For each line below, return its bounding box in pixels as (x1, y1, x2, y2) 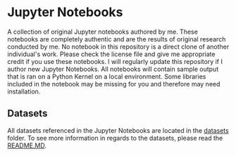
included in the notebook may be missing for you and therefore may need (7, 79, 221, 88)
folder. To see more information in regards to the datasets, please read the (7, 134, 223, 142)
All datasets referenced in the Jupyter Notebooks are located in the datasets (7, 126, 229, 134)
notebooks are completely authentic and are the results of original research (7, 34, 226, 43)
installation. (7, 87, 41, 96)
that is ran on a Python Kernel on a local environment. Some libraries (7, 72, 206, 81)
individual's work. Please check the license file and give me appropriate (7, 50, 216, 58)
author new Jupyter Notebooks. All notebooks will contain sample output (7, 65, 219, 73)
